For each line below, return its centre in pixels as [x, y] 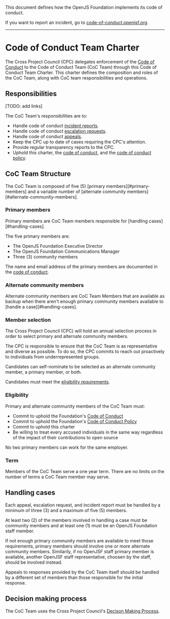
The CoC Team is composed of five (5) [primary [55, 186]
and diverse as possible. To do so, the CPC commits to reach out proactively [85, 352]
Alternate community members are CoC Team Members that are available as [85, 296]
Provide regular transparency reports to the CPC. [63, 147]
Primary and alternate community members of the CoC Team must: [75, 406]
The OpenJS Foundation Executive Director [58, 246]
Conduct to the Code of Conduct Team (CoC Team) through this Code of [81, 67]
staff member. [20, 531]
